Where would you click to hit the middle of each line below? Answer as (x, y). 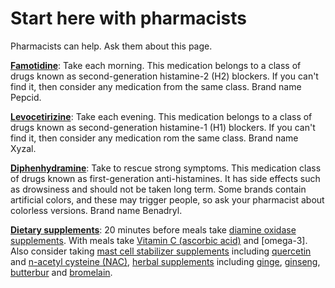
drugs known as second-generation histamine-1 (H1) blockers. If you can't (163, 127)
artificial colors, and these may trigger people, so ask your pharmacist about (167, 199)
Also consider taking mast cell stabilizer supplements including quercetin (161, 251)
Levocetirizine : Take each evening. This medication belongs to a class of (161, 116)
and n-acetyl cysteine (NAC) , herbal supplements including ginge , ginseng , (165, 261)
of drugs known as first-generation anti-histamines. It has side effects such (165, 178)
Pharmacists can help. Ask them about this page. (111, 46)
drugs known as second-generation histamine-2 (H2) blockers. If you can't (164, 76)
